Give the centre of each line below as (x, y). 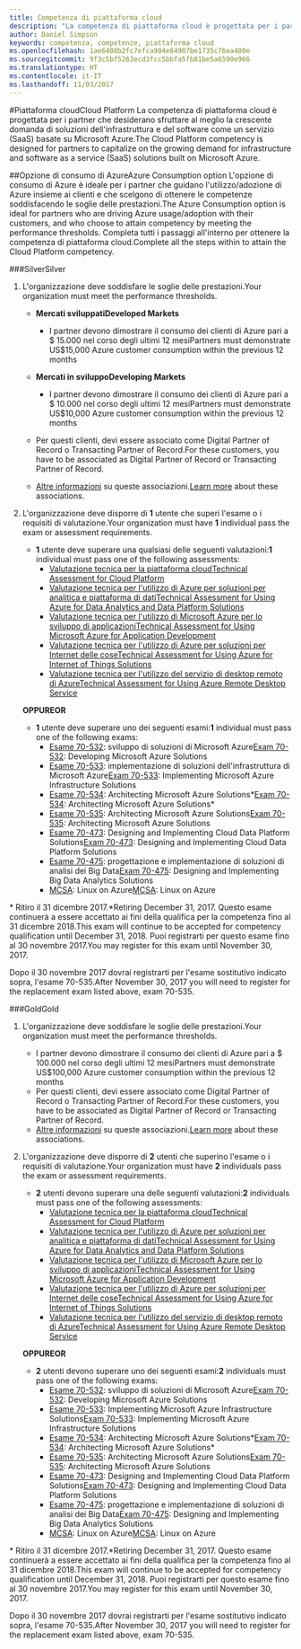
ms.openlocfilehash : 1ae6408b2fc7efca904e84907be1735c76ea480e (130, 51)
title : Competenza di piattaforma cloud (86, 18)
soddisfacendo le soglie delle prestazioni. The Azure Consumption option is (148, 204)
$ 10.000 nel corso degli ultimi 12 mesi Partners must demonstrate (170, 403)
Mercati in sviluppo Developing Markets (111, 376)
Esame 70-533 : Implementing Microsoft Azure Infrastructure (160, 1409)
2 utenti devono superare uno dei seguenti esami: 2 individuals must (161, 1371)
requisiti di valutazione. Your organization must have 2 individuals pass (152, 1166)
